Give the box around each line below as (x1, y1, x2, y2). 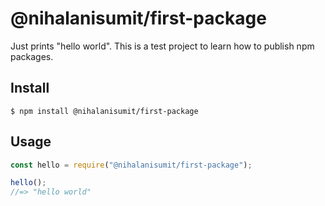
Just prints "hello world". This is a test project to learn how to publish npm (10, 40, 315, 52)
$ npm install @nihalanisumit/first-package (10, 106, 199, 116)
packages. (10, 50, 54, 62)
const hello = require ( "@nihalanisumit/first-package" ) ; (10, 160, 253, 170)
